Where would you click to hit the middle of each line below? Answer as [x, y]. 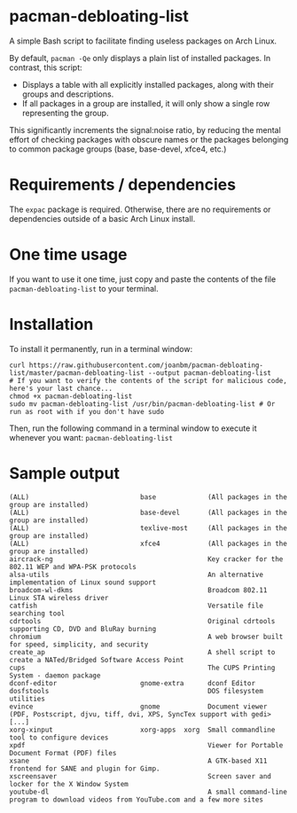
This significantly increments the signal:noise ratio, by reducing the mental [145, 129]
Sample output [64, 473]
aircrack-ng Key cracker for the [146, 559]
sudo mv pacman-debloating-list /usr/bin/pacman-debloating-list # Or [142, 404]
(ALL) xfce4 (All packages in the [148, 543]
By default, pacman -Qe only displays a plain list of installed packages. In [140, 58]
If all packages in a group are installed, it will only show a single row [146, 103]
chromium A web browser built [146, 637]
